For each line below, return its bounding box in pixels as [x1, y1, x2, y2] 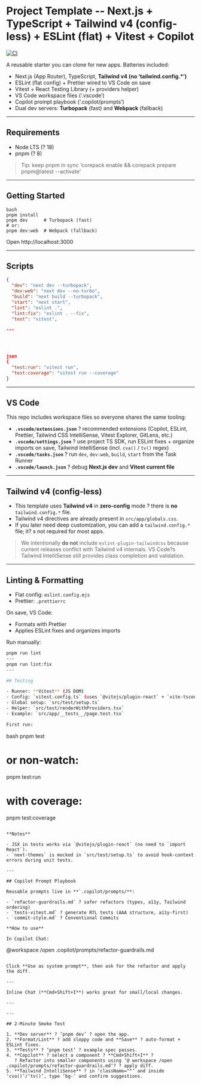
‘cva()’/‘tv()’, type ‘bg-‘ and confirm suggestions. [6, 1073, 144, 1079]
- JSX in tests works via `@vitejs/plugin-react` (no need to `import [6, 841, 186, 847]
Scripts [6, 261, 34, 271]
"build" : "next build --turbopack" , [11, 294, 103, 300]
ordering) [6, 904, 31, 910]
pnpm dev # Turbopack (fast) [6, 217, 93, 223]
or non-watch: [6, 753, 79, 767]
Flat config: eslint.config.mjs [14, 591, 90, 599]
